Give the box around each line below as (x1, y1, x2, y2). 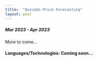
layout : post (5, 12, 32, 17)
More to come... (5, 39, 37, 45)
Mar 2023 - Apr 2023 (5, 27, 50, 33)
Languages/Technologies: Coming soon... (5, 50, 94, 56)
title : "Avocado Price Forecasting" (5, 7, 83, 12)
